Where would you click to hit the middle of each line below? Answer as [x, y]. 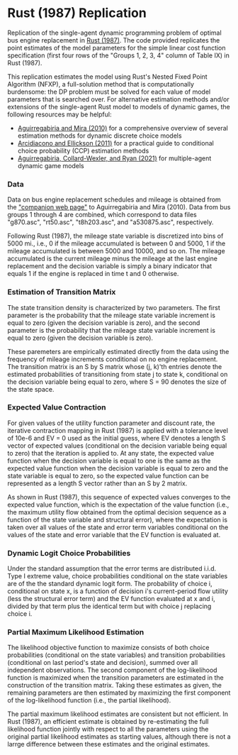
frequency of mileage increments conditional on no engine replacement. [113, 359]
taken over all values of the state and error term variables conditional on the [118, 527]
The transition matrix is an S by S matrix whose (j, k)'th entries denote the [115, 366]
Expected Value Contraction [57, 407]
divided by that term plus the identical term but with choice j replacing [109, 606]
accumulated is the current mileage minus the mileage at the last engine [113, 259]
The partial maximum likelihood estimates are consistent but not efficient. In [118, 714]
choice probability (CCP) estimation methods [83, 150]
